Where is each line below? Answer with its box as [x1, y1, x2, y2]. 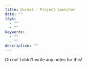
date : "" [5, 12, 23, 17]
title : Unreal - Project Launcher [5, 7, 76, 12]
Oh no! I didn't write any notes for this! [5, 56, 82, 62]
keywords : [5, 30, 25, 34]
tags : [5, 16, 16, 21]
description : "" [5, 43, 38, 48]
